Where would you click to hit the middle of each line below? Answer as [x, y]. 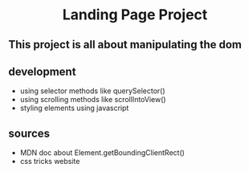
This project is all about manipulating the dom [125, 45]
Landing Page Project [135, 15]
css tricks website [50, 162]
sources [29, 133]
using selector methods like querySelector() [93, 91]
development [42, 71]
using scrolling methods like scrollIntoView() [93, 100]
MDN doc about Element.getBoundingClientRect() [102, 153]
